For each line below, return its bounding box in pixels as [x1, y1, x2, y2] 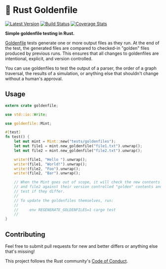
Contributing [5, 230, 45, 238]
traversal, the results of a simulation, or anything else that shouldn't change [5, 70, 159, 76]
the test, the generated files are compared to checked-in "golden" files [5, 45, 150, 51]
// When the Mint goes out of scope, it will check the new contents [14, 180, 161, 185]
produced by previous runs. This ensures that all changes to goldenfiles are [5, 50, 159, 56]
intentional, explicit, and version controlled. [5, 55, 93, 61]
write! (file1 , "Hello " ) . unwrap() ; [14, 157, 87, 162]
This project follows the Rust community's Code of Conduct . [5, 258, 128, 264]
